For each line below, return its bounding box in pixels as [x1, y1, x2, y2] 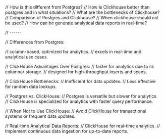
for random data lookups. [5, 84, 57, 90]
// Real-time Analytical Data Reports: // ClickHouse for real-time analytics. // [5, 123, 160, 129]
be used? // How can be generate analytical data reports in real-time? [5, 20, 147, 26]
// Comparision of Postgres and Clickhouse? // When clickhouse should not [5, 15, 159, 20]
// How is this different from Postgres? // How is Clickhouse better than [5, 4, 150, 10]
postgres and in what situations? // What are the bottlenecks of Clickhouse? [5, 9, 160, 15]
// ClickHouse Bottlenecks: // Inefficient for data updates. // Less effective [5, 79, 156, 84]
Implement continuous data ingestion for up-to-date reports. [5, 128, 129, 134]
